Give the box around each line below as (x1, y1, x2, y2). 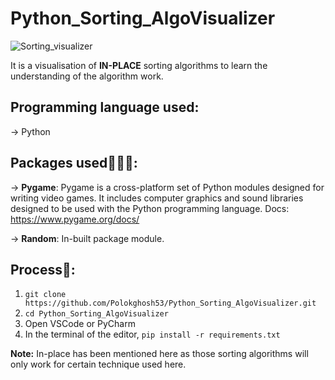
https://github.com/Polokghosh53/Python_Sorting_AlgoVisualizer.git (24, 298, 317, 309)
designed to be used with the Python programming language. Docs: (10, 202, 290, 214)
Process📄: (10, 261, 76, 278)
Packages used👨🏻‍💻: (10, 155, 138, 172)
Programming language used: (10, 99, 200, 116)
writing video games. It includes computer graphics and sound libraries (10, 192, 304, 204)
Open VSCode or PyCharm (24, 318, 136, 330)
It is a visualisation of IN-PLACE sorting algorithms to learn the (10, 59, 268, 71)
